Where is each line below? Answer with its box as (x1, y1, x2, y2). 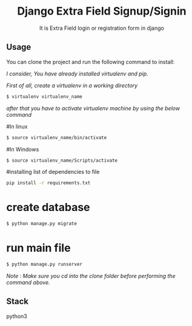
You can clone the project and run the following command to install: (6, 58, 175, 65)
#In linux (6, 123, 28, 130)
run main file (6, 241, 71, 255)
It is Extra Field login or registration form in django (39, 24, 165, 32)
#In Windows (6, 145, 39, 153)
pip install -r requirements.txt (6, 180, 91, 186)
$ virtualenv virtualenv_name (6, 93, 83, 100)
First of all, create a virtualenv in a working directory (6, 81, 138, 89)
